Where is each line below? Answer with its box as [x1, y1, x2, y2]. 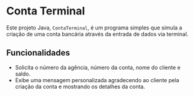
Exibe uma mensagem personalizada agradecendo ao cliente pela [15, 76, 179, 83]
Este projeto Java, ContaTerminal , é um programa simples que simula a [6, 24, 183, 31]
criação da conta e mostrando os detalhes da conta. [15, 83, 146, 90]
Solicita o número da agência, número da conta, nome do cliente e [15, 64, 181, 71]
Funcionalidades [6, 48, 71, 58]
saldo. [15, 70, 31, 77]
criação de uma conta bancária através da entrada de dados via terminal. [6, 30, 189, 37]
